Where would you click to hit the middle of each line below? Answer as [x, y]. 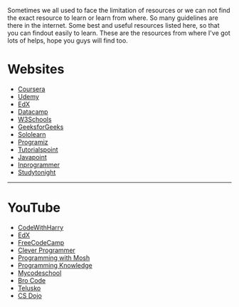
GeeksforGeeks [41, 127]
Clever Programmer [47, 250]
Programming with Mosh [54, 257]
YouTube [34, 208]
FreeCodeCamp [41, 242]
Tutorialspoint [38, 150]
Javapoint [32, 157]
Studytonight [37, 172]
